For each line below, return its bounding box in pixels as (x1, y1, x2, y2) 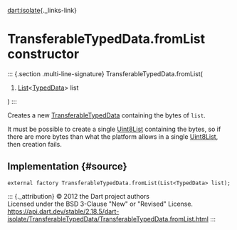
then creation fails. (7, 140, 63, 148)
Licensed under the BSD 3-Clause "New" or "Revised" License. (7, 199, 194, 208)
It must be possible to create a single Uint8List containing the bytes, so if (7, 125, 221, 133)
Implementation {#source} (7, 160, 128, 173)
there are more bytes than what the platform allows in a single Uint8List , (7, 132, 218, 141)
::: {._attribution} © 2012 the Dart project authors (7, 192, 149, 200)
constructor (7, 46, 80, 63)
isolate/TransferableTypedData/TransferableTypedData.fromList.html (7, 214, 209, 223)
